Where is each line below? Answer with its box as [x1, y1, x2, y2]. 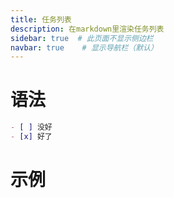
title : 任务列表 [10, 14, 72, 25]
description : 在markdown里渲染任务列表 [10, 24, 165, 34]
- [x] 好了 [10, 132, 53, 142]
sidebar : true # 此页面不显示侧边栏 [10, 33, 154, 43]
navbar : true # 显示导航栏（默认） [10, 42, 158, 53]
